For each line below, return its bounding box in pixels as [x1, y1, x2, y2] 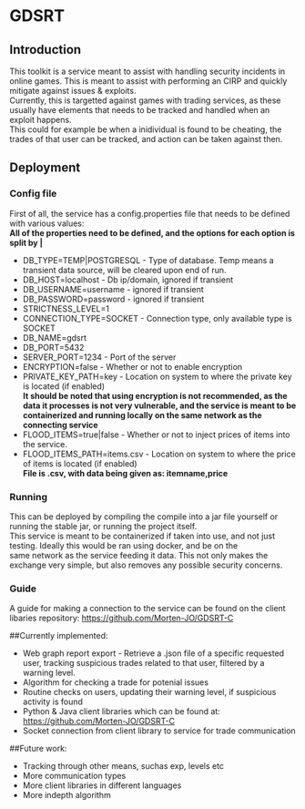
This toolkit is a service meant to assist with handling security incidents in [9, 66, 286, 77]
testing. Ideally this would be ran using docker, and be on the [9, 539, 239, 551]
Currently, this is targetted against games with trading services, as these [9, 95, 281, 106]
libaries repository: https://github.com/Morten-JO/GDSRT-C [9, 612, 234, 624]
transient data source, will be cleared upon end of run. [22, 264, 227, 275]
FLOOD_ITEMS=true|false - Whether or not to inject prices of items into [22, 429, 290, 440]
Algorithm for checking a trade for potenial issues [22, 677, 209, 688]
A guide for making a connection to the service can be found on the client [9, 603, 286, 614]
